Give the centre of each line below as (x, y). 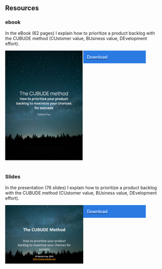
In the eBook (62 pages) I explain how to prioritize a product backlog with (80, 33)
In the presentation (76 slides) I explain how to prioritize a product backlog (81, 187)
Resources (22, 8)
